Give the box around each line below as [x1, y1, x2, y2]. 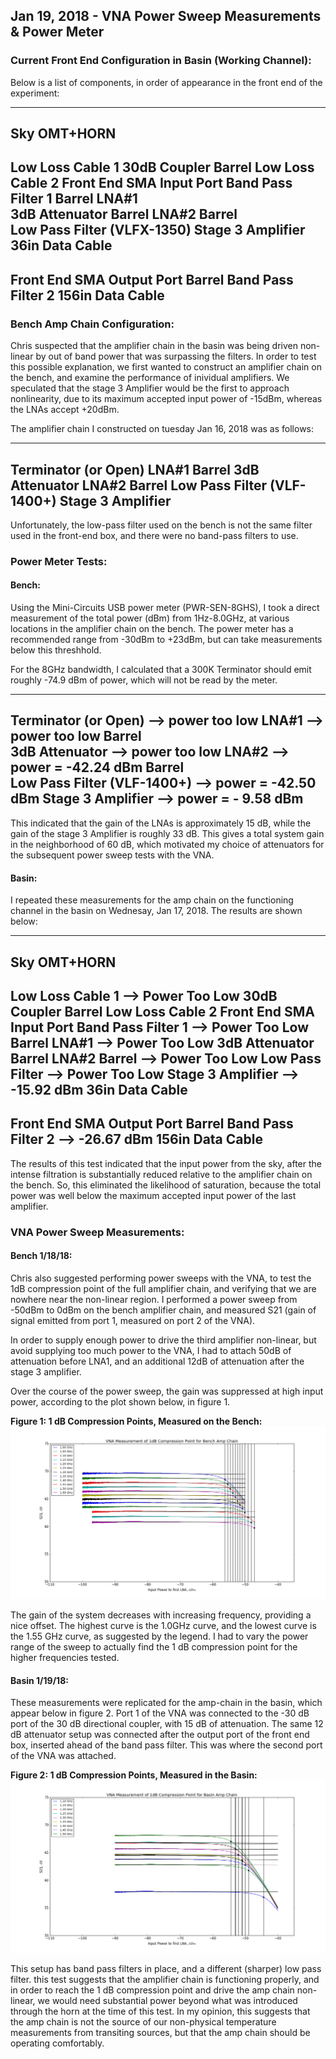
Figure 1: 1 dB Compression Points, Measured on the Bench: [10, 1415, 263, 1427]
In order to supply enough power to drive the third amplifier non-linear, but [10, 1334, 317, 1346]
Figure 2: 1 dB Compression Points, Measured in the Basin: [10, 1769, 258, 1781]
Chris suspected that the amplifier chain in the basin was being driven [10, 340, 298, 352]
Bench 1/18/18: [10, 1250, 73, 1262]
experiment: [10, 87, 60, 99]
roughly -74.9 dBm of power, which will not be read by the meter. [10, 674, 278, 686]
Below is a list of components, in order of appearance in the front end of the [10, 76, 323, 88]
